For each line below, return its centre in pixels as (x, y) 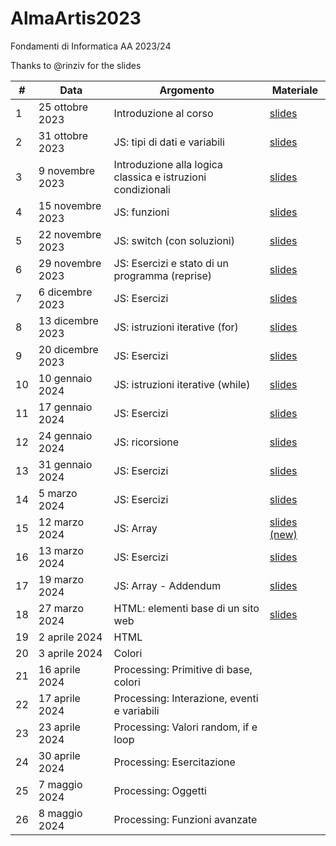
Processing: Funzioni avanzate (185, 819)
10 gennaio (65, 378)
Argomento (187, 90)
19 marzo (61, 579)
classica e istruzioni (160, 177)
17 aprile (59, 698)
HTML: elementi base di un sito (186, 608)
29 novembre (70, 263)
